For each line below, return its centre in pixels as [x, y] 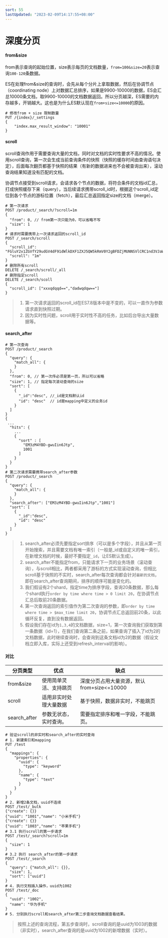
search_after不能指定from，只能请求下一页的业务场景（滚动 [86, 562]
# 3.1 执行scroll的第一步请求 [34, 831]
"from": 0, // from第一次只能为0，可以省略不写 [55, 220]
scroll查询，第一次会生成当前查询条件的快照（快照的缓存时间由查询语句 [83, 160]
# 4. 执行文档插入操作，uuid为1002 [38, 886]
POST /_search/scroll [28, 238]
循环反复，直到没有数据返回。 [55, 618]
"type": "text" [39, 779]
